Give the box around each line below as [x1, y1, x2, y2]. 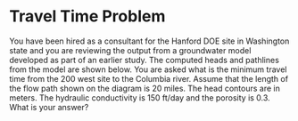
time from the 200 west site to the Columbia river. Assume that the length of [9, 73, 288, 84]
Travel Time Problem [9, 6, 166, 27]
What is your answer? [9, 101, 89, 112]
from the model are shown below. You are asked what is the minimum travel [9, 64, 287, 75]
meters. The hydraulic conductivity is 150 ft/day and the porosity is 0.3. [9, 92, 270, 103]
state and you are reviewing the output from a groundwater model [9, 44, 252, 55]
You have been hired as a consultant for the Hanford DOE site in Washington [9, 36, 290, 46]
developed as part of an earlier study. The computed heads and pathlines [9, 54, 279, 65]
